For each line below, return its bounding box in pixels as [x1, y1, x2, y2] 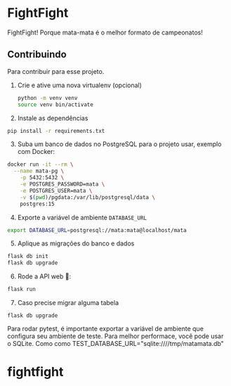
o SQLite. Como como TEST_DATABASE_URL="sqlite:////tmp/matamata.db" [7, 340, 225, 347]
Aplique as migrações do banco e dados [17, 239, 135, 247]
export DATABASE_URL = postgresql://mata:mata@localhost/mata [7, 226, 187, 233]
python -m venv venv [17, 94, 78, 101]
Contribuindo [7, 49, 67, 60]
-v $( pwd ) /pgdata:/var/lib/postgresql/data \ [20, 193, 156, 201]
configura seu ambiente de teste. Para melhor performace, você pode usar [7, 332, 224, 340]
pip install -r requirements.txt [7, 127, 105, 134]
